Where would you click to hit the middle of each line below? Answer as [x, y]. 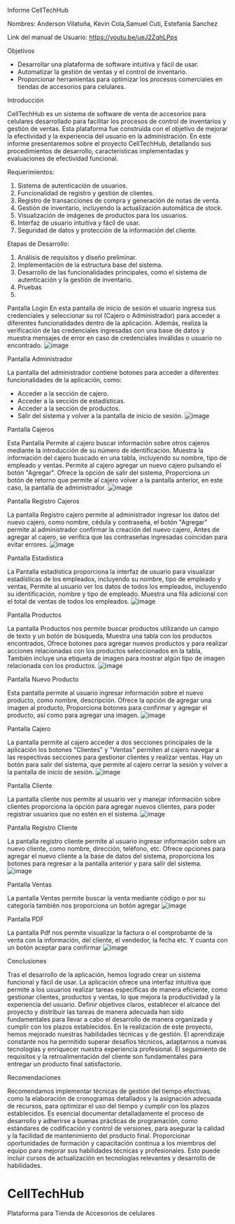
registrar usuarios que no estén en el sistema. [73, 814]
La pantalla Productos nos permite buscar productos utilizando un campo [113, 628]
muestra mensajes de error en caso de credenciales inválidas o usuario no [115, 338]
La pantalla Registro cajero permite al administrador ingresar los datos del [114, 515]
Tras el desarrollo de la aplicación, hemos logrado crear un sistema [104, 975]
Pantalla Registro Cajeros [43, 501]
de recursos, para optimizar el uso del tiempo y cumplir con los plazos [108, 1106]
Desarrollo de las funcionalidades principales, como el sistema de [112, 272]
